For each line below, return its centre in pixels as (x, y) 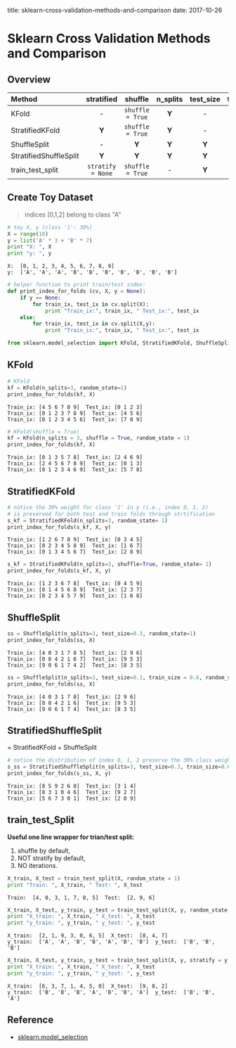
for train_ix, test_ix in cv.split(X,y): (94, 324)
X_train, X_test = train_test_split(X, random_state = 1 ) (94, 878)
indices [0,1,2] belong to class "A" (73, 215)
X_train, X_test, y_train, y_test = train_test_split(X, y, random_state (118, 910)
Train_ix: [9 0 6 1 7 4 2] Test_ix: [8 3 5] (75, 665)
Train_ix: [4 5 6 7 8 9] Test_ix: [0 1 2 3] (75, 407)
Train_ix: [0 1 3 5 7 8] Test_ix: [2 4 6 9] (75, 458)
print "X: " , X (29, 247)
